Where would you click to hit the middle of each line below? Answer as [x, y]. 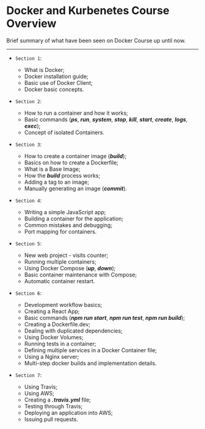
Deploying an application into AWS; [68, 413]
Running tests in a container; [60, 344]
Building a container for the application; [74, 218]
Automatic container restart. [59, 281]
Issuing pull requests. [51, 419]
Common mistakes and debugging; [68, 225]
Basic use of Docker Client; [59, 82]
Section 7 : [28, 375]
